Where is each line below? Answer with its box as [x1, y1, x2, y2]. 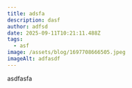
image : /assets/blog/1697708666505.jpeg [7, 49, 126, 56]
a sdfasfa [7, 74, 33, 82]
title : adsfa [7, 10, 45, 17]
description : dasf [7, 17, 60, 24]
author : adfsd [7, 23, 49, 30]
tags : [7, 36, 23, 43]
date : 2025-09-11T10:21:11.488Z [7, 29, 101, 37]
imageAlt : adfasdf [7, 55, 60, 62]
